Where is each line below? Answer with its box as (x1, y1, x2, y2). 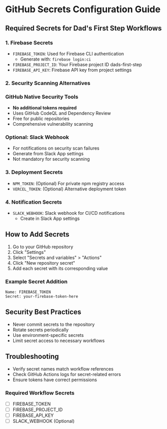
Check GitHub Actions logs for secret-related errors (12, 371, 121, 377)
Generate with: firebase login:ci (20, 56, 91, 62)
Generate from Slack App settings (12, 151, 84, 157)
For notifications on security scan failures (12, 145, 100, 151)
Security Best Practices (5, 308, 82, 317)
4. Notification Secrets (5, 198, 62, 206)
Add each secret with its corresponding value (12, 265, 108, 271)
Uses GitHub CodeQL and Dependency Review (12, 110, 111, 117)
